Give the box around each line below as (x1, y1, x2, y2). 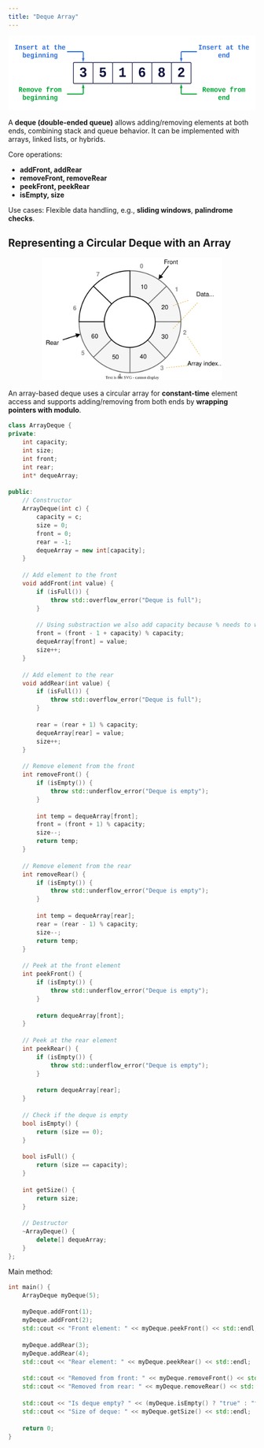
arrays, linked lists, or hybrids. (8, 134, 106, 143)
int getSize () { (22, 1186, 76, 1194)
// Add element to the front (22, 571, 118, 579)
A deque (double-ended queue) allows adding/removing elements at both (8, 117, 249, 127)
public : (8, 488, 34, 496)
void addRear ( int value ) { (22, 679, 111, 687)
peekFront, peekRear (19, 181, 90, 191)
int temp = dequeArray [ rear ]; (36, 912, 135, 920)
